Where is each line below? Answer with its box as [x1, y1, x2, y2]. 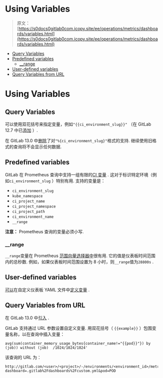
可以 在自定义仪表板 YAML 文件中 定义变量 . [5, 286, 90, 293]
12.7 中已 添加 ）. [5, 127, 38, 133]
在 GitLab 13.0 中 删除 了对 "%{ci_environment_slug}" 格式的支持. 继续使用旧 [5, 137, 152, 143]
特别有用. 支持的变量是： [55, 178, 105, 184]
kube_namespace [12, 193, 43, 198]
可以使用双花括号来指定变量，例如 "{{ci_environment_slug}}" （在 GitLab [5, 121, 151, 127]
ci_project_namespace [12, 204, 56, 209]
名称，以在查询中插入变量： [9, 331, 65, 337]
